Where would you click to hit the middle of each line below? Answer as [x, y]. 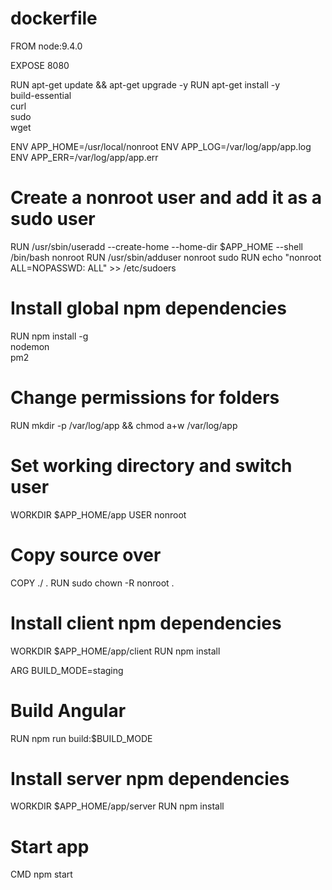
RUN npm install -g [49, 336]
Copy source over [86, 554]
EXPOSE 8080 [40, 65]
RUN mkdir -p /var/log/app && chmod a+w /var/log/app [124, 425]
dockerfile [54, 18]
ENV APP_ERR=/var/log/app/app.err [84, 157]
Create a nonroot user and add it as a [166, 198]
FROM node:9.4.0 [46, 46]
